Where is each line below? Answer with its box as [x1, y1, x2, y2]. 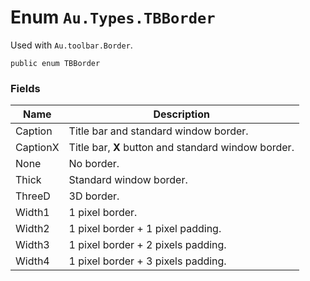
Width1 [15, 206, 50, 220]
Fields [10, 81, 41, 95]
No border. [68, 157, 120, 171]
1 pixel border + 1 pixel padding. [68, 222, 222, 236]
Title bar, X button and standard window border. [68, 141, 295, 155]
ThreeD [15, 189, 51, 203]
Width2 [15, 222, 50, 236]
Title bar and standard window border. [68, 124, 249, 138]
